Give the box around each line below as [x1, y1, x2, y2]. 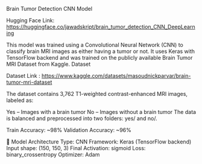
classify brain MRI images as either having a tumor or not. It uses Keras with [6, 48, 195, 55]
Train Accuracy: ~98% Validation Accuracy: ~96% [6, 127, 131, 133]
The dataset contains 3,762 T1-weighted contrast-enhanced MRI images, [6, 90, 188, 97]
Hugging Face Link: [6, 17, 55, 24]
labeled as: [6, 96, 34, 104]
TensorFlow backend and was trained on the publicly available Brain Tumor [6, 54, 193, 61]
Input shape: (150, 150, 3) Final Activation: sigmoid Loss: [6, 145, 146, 151]
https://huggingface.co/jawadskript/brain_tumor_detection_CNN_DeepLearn [6, 24, 195, 30]
